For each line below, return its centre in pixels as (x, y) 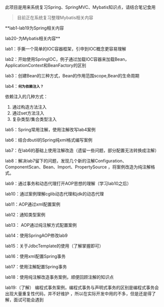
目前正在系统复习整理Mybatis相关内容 (55, 18)
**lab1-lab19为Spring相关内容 (35, 28)
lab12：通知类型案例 (25, 215)
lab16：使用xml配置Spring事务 (35, 256)
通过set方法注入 (28, 113)
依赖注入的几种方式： (26, 96)
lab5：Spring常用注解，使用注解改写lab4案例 (51, 130)
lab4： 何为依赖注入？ (24, 86)
